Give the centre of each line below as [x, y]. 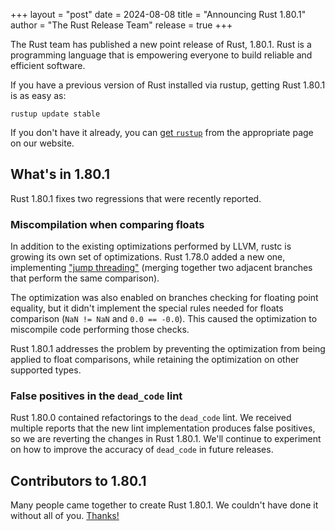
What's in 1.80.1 [60, 174]
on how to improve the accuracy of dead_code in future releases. [142, 450]
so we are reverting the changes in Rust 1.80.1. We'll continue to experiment [166, 439]
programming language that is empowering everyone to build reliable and [161, 55]
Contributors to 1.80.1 [78, 480]
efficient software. [48, 65]
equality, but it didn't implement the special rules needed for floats [147, 308]
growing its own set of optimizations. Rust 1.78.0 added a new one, [148, 257]
